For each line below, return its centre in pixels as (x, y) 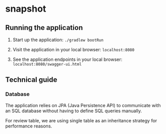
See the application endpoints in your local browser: (67, 59)
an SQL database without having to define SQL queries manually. (74, 111)
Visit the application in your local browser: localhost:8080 (73, 49)
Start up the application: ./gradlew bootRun (58, 40)
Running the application (44, 28)
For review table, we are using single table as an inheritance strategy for (81, 120)
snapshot (26, 9)
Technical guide (31, 80)
